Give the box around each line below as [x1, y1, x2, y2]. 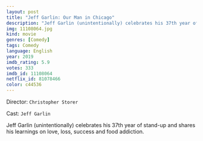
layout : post [6, 8, 39, 15]
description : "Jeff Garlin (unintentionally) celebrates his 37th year [6, 20, 190, 26]
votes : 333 [6, 64, 34, 71]
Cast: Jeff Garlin [6, 110, 51, 117]
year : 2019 [6, 54, 34, 60]
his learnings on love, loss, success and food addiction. [6, 128, 144, 135]
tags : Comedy [6, 43, 39, 49]
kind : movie [6, 31, 36, 37]
